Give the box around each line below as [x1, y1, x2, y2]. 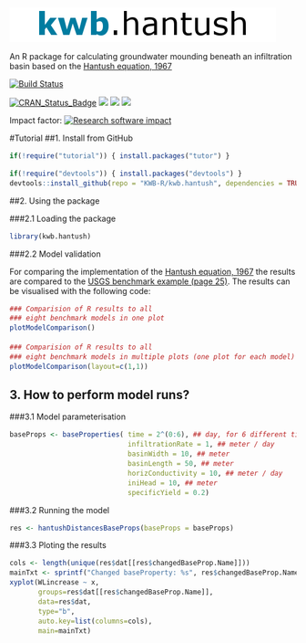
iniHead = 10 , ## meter [127, 478, 219, 488]
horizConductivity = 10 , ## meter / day [127, 469, 283, 478]
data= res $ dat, [37, 596, 92, 606]
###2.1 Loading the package [9, 213, 117, 224]
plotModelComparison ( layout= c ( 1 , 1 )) [9, 362, 148, 371]
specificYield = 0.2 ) [127, 488, 209, 497]
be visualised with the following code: [9, 285, 151, 296]
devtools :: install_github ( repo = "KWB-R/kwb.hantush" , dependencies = [9, 178, 283, 188]
